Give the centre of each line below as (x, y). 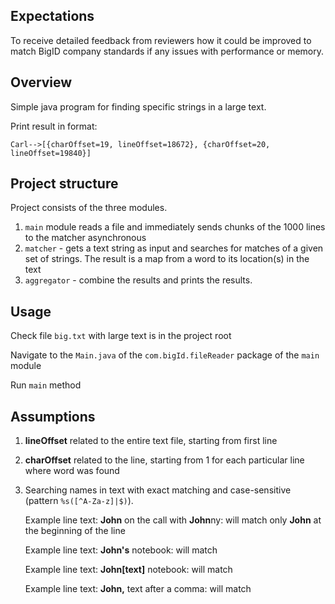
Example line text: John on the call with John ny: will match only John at (173, 520)
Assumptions (53, 416)
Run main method (46, 385)
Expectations (52, 16)
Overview (41, 82)
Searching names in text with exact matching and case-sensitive (158, 490)
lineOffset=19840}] (51, 153)
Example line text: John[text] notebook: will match (128, 570)
